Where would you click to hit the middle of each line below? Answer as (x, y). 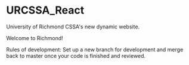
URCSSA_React (45, 10)
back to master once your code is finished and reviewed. (76, 56)
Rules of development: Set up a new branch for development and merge (95, 49)
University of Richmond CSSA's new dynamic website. (73, 27)
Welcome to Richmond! (35, 38)
